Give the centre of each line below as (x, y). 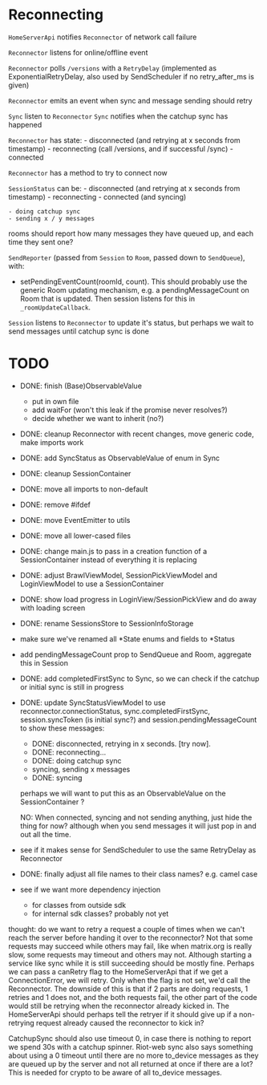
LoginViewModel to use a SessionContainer (92, 584)
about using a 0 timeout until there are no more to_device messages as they (133, 1055)
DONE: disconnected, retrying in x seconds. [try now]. (121, 743)
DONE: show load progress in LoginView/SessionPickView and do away (138, 599)
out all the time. (45, 834)
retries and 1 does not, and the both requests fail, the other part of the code (133, 997)
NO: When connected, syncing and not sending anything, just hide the (136, 817)
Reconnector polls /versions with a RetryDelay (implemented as (113, 68)
